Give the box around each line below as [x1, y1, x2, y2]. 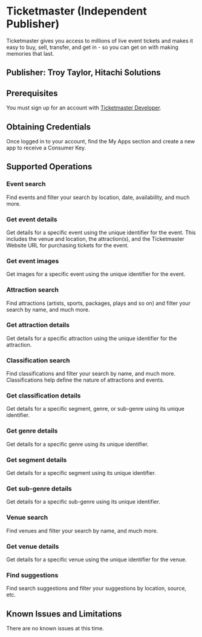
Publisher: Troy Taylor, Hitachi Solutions [6, 68, 161, 78]
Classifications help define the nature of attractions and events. [6, 376, 165, 384]
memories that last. [6, 50, 54, 57]
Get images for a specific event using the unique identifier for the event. [6, 270, 186, 278]
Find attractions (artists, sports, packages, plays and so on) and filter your [6, 299, 191, 307]
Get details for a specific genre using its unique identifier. [6, 440, 149, 448]
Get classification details [6, 391, 81, 400]
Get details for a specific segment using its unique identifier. [6, 469, 156, 477]
